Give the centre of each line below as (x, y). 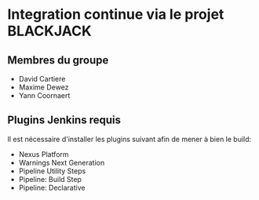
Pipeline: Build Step (50, 179)
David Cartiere (42, 79)
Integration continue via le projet (116, 15)
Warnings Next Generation (62, 162)
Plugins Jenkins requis (64, 120)
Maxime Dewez (44, 87)
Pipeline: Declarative (52, 187)
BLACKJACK (49, 31)
